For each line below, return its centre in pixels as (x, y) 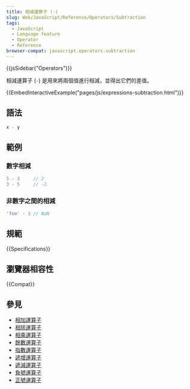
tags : (13, 23)
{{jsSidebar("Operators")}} (39, 68)
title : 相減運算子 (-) (32, 12)
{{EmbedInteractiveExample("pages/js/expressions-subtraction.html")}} (95, 92)
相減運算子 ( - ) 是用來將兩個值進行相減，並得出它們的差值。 (79, 80)
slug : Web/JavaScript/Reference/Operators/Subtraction (76, 17)
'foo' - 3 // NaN (28, 214)
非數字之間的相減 (31, 201)
